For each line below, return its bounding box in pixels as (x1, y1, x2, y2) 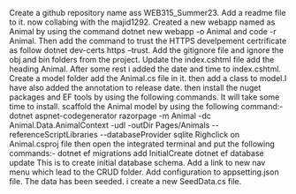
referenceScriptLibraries (9, 130, 99, 139)
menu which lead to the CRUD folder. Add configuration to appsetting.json (9, 167, 280, 177)
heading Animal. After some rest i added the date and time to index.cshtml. (9, 63, 281, 74)
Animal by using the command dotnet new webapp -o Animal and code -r (9, 26, 277, 36)
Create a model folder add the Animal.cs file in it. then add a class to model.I (9, 73, 287, 83)
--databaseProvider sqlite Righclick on (99, 130, 240, 139)
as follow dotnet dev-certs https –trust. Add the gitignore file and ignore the (9, 45, 285, 56)
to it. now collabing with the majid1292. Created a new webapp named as (9, 17, 276, 27)
